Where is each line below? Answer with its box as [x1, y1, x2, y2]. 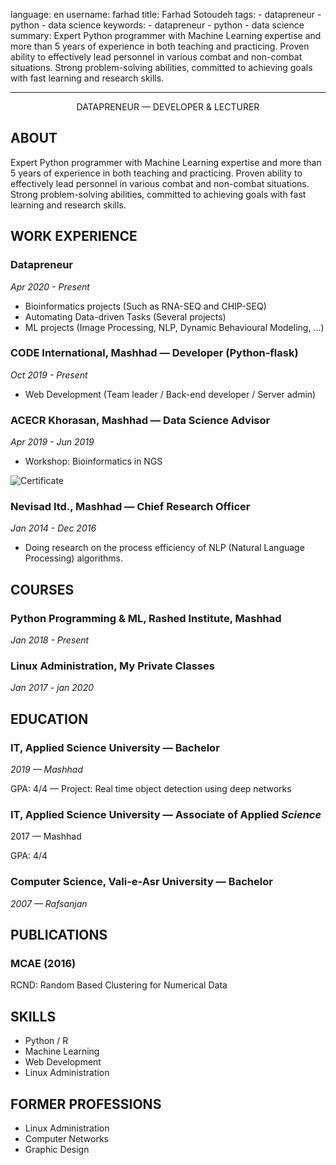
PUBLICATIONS [10, 927, 108, 944]
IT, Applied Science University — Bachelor [10, 740, 220, 754]
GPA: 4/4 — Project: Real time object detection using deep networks [10, 783, 292, 795]
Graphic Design [24, 1143, 90, 1155]
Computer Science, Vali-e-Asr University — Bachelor [10, 875, 273, 889]
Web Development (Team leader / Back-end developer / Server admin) [24, 388, 317, 400]
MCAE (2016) [10, 956, 77, 970]
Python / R [24, 1035, 69, 1047]
